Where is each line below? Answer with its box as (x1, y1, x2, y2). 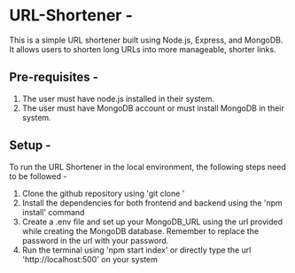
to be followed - (9, 170, 67, 182)
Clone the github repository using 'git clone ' (21, 188, 185, 199)
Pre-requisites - (9, 70, 99, 85)
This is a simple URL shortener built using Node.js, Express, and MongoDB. (9, 35, 283, 45)
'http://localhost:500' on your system (21, 253, 158, 264)
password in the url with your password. (21, 235, 169, 246)
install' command (21, 207, 85, 217)
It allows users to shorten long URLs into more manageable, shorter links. (9, 43, 276, 54)
